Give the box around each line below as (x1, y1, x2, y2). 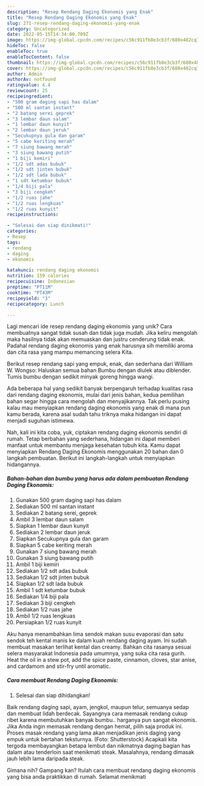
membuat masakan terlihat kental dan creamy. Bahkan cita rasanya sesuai (7, 643, 191, 651)
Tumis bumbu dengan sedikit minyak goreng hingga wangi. (7, 373, 154, 380)
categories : (7, 228, 37, 234)
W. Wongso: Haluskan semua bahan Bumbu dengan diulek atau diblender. (7, 367, 191, 374)
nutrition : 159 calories (7, 273, 70, 279)
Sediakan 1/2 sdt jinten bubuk (15, 573, 90, 581)
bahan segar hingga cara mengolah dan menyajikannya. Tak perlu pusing (7, 398, 190, 405)
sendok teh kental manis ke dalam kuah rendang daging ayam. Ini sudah (7, 637, 187, 644)
